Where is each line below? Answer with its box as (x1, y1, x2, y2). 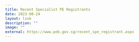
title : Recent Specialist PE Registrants (5, 7, 91, 12)
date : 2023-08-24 (5, 12, 40, 16)
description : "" (5, 20, 38, 26)
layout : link (5, 16, 32, 21)
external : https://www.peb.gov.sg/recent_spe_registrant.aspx (5, 29, 134, 34)
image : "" (5, 25, 25, 30)
